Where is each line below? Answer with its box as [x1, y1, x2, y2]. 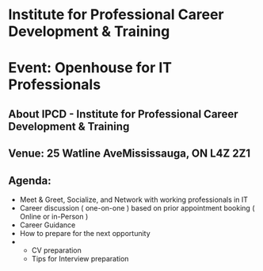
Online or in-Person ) [19, 211, 89, 221]
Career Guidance [19, 220, 76, 230]
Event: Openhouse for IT [8, 59, 173, 77]
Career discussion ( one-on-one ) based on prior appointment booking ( [19, 203, 255, 212]
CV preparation [31, 245, 82, 255]
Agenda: [8, 173, 51, 188]
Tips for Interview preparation [31, 254, 129, 263]
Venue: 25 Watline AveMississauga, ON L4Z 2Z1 [8, 147, 251, 161]
